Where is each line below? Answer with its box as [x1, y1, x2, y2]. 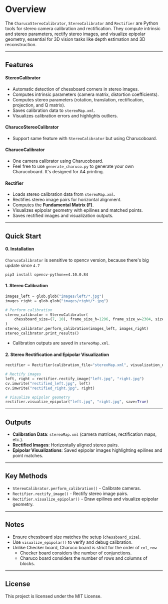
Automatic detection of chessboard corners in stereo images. [12, 86, 139, 92]
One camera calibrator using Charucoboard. [12, 158, 103, 164]
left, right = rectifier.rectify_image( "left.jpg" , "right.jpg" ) [5, 376, 144, 381]
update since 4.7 [5, 262, 40, 268]
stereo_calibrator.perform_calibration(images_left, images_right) [5, 326, 149, 331]
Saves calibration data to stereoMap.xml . [12, 107, 95, 113]
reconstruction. [5, 41, 37, 47]
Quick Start [5, 232, 41, 240]
